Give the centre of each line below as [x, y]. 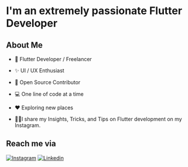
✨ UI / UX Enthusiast [39, 71]
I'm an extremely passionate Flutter [94, 11]
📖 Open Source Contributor [47, 82]
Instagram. [28, 125]
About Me [24, 45]
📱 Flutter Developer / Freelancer [53, 59]
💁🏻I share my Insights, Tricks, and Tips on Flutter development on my [98, 119]
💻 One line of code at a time [49, 94]
